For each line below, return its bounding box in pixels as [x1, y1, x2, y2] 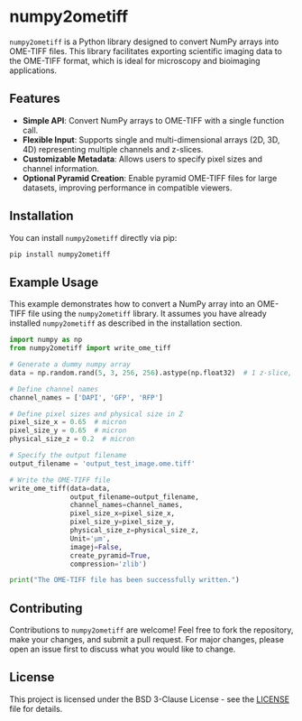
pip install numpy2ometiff [9, 250, 111, 259]
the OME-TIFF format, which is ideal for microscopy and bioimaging [9, 55, 261, 66]
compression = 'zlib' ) [69, 559, 147, 568]
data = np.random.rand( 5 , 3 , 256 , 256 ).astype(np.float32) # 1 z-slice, [9, 368, 293, 377]
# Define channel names [9, 384, 99, 393]
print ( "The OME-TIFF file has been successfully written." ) [9, 576, 241, 585]
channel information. [22, 162, 100, 173]
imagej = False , [69, 542, 124, 551]
